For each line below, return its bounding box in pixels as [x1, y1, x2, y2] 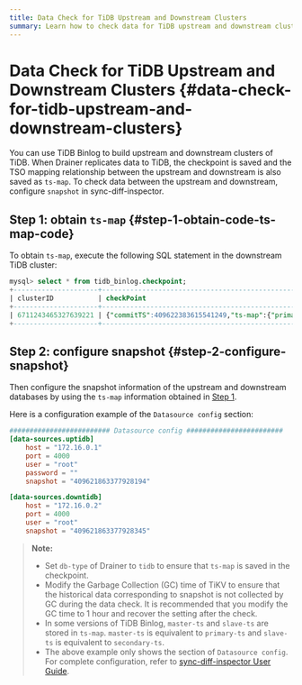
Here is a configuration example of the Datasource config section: [9, 409, 254, 420]
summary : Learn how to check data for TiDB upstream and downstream [9, 22, 271, 31]
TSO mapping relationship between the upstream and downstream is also [9, 167, 281, 178]
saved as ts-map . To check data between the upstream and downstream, [9, 177, 279, 187]
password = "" [25, 468, 78, 478]
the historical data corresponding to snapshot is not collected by [44, 589, 284, 599]
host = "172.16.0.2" [25, 501, 102, 510]
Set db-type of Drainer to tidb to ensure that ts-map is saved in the [44, 560, 290, 571]
